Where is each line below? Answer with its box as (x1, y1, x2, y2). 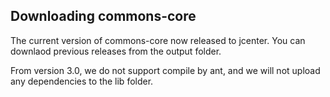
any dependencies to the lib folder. (10, 75, 154, 87)
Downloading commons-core (10, 8, 197, 25)
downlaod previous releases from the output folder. (10, 45, 222, 57)
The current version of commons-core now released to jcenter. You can (10, 34, 306, 46)
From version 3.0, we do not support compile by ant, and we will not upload (10, 64, 321, 76)
